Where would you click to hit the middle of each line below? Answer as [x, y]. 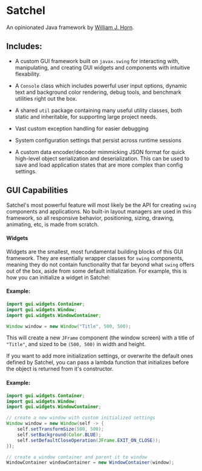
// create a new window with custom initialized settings [81, 418]
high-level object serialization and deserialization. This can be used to [102, 158]
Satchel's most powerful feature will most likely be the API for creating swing [101, 205]
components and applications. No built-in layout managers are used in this [99, 211]
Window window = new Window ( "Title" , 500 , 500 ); [69, 326]
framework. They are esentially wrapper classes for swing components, [95, 258]
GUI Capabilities [37, 191]
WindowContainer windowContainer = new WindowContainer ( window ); [90, 463]
